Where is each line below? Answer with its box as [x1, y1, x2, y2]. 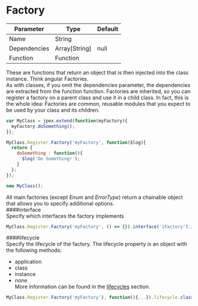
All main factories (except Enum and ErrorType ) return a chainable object [6, 194, 183, 201]
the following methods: [6, 247, 62, 254]
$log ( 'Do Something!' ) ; [21, 156, 81, 162]
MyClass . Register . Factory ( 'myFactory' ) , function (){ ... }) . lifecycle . [6, 295, 181, 301]
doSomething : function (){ [16, 151, 83, 157]
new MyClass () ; [6, 183, 44, 189]
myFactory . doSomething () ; [11, 123, 75, 129]
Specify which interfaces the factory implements [6, 212, 124, 219]
